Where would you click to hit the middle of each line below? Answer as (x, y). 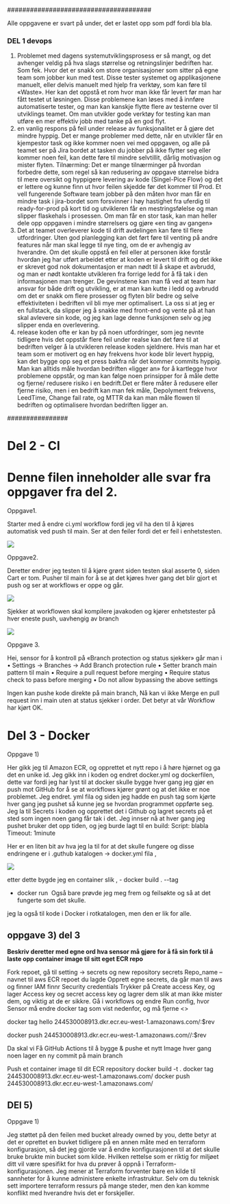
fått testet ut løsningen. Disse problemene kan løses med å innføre (111, 99)
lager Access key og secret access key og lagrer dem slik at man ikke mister (115, 994)
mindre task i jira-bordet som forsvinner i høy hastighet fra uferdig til (113, 201)
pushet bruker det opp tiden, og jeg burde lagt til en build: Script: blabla (108, 826)
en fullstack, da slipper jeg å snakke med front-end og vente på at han (116, 310)
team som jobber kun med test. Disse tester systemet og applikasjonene (119, 77)
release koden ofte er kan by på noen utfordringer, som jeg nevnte (110, 332)
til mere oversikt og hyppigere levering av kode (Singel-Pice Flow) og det (120, 179)
